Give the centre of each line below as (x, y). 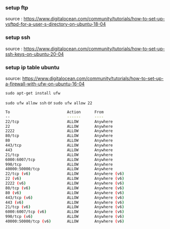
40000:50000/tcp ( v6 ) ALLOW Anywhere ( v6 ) (65, 221)
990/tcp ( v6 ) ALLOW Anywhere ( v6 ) (65, 217)
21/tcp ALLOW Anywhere (59, 155)
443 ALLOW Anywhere (59, 150)
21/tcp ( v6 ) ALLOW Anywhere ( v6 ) (65, 207)
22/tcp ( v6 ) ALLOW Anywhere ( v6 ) (65, 174)
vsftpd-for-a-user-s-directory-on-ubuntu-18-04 (56, 24)
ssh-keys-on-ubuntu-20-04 (34, 54)
